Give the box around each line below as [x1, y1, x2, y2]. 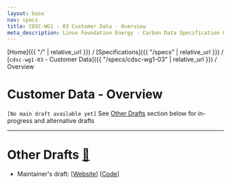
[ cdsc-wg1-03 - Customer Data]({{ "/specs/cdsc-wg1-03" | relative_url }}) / [7, 56, 217, 64]
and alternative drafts [34, 117, 95, 125]
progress [7, 117, 33, 125]
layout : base [7, 10, 45, 17]
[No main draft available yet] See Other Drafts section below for [7, 109, 197, 117]
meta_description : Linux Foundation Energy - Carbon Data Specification [7, 29, 220, 36]
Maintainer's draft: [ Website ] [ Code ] [16, 170, 120, 179]
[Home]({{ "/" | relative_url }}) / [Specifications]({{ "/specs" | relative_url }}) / [7, 48, 224, 56]
